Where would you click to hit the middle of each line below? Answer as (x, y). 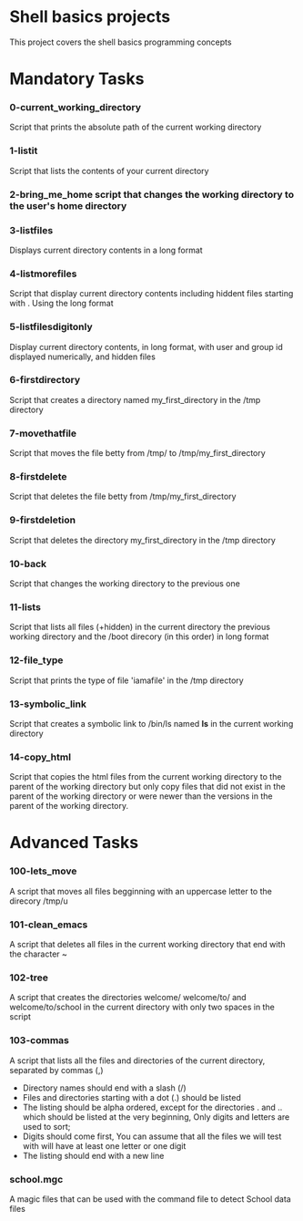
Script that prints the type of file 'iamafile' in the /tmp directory (126, 680)
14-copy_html (40, 757)
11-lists (25, 606)
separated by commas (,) (56, 1070)
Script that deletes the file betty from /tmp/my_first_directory (123, 497)
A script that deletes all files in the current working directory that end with (147, 944)
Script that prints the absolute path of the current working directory (136, 127)
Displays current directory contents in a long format (106, 250)
